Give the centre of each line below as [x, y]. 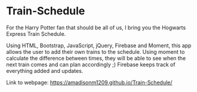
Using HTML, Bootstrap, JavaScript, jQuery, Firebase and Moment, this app [99, 45]
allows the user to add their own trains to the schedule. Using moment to [96, 51]
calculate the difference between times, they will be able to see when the [96, 58]
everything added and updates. [45, 70]
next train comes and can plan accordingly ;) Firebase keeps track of [91, 65]
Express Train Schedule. [36, 33]
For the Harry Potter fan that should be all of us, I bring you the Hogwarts [96, 27]
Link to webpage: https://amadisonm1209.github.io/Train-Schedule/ [89, 82]
